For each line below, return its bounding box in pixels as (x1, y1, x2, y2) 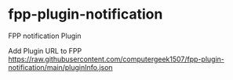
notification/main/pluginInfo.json (8, 62, 113, 71)
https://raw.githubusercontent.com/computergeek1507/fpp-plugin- (8, 54, 225, 64)
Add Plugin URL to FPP (8, 46, 82, 55)
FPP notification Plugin (8, 31, 82, 40)
